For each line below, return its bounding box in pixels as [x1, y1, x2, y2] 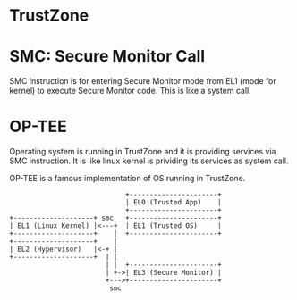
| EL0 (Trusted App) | [124, 198, 222, 207]
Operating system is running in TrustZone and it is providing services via [9, 146, 276, 157]
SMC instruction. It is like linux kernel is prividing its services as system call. [9, 155, 289, 166]
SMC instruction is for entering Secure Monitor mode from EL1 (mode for [9, 76, 276, 87]
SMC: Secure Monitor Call [9, 46, 206, 67]
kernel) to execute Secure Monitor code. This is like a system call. [9, 86, 252, 96]
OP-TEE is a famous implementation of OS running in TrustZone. [9, 173, 246, 184]
